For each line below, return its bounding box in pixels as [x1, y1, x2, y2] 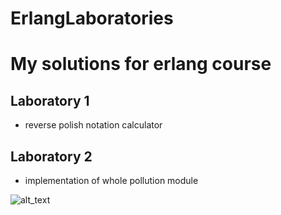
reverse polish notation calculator [24, 119, 163, 131]
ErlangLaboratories [10, 7, 174, 30]
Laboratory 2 [10, 148, 93, 165]
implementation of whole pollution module [24, 175, 199, 186]
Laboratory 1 [10, 92, 90, 109]
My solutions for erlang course [10, 53, 272, 76]
